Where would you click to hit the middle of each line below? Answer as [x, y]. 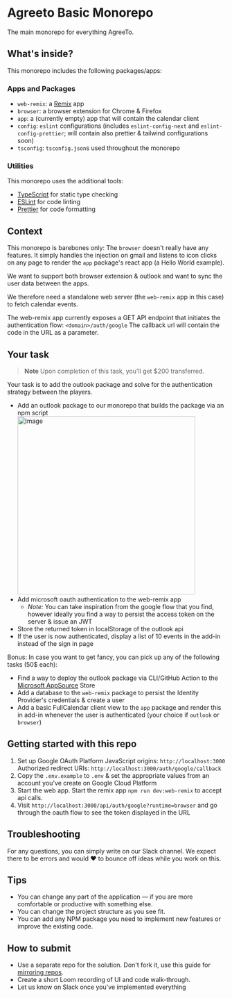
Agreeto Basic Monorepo [80, 13]
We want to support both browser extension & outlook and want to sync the [115, 276]
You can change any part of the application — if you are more [105, 897]
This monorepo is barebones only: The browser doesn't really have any [108, 248]
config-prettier [41, 134]
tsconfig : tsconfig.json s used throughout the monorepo [98, 148]
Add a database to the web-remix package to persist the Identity [108, 692]
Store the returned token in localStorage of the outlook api [100, 629]
